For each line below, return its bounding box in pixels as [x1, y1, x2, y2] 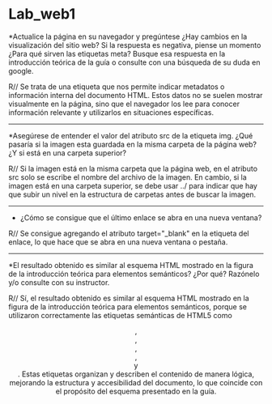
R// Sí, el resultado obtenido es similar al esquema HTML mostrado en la [8, 293, 249, 303]
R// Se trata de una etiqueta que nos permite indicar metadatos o [8, 82, 225, 91]
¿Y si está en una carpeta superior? [8, 147, 127, 158]
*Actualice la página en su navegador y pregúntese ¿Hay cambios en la [8, 32, 248, 41]
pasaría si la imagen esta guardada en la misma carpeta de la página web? [8, 139, 257, 149]
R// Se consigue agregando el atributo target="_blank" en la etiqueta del [8, 228, 249, 238]
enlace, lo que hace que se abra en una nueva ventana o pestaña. [8, 236, 228, 247]
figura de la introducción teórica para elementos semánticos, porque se [8, 301, 248, 312]
